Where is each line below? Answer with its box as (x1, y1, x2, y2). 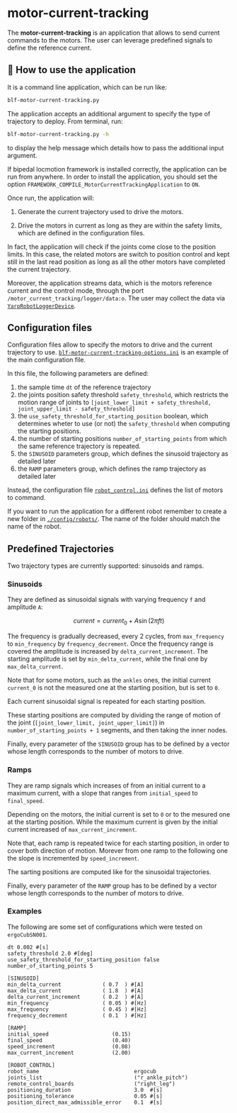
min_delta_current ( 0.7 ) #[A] (7, 980, 144, 988)
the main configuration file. (7, 356, 86, 364)
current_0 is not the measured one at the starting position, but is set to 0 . (7, 683, 220, 692)
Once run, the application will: (7, 194, 94, 202)
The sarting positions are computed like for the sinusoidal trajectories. (7, 867, 212, 876)
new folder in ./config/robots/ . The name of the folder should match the (7, 515, 221, 523)
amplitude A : (7, 603, 44, 611)
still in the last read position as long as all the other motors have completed (7, 257, 226, 266)
